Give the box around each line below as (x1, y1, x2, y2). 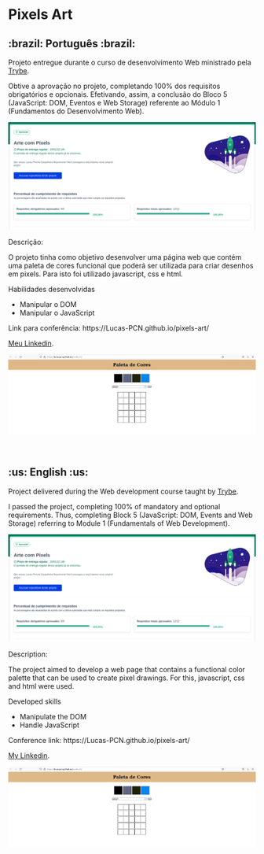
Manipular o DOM (19, 300, 77, 309)
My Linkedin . (8, 750, 49, 760)
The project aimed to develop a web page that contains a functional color (8, 664, 246, 674)
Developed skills (8, 697, 61, 706)
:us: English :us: (8, 466, 89, 479)
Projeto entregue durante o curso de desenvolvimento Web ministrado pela (8, 57, 251, 67)
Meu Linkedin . (8, 338, 54, 348)
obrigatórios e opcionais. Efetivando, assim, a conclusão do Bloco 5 (8, 90, 228, 99)
